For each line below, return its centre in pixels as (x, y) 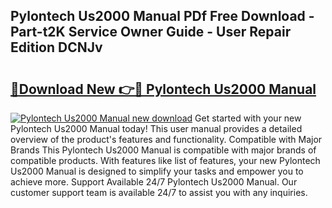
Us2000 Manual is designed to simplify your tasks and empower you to (157, 171)
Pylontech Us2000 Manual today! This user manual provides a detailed (156, 128)
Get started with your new (248, 118)
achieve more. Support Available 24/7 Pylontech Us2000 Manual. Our (154, 182)
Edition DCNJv (56, 47)
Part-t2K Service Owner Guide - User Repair (151, 32)
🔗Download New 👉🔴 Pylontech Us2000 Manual (163, 89)
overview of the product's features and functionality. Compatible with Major (166, 139)
